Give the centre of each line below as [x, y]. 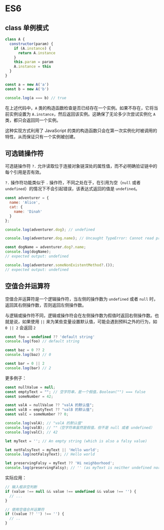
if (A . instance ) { [32, 48]
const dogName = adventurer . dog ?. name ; [46, 247]
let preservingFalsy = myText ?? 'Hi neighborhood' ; [60, 463]
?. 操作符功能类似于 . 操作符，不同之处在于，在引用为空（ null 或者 [73, 183]
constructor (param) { [31, 44]
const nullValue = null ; [30, 387]
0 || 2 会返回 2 [20, 328]
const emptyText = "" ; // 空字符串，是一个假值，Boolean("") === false [75, 392]
